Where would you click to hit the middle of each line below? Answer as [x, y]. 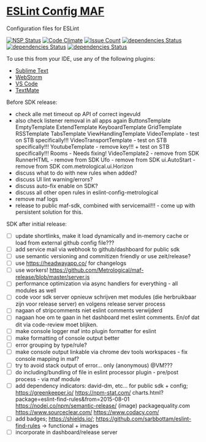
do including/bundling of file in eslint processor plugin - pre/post [97, 372]
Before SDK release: [32, 102]
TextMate [27, 90]
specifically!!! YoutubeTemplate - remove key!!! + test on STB [92, 146]
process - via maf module [48, 379]
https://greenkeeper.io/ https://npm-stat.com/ [73, 392]
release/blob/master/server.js [52, 277]
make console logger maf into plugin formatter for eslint [86, 331]
